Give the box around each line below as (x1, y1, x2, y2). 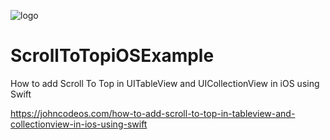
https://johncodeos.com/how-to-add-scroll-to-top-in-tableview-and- (10, 107, 296, 119)
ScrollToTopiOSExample (10, 45, 215, 67)
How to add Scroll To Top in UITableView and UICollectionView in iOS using (10, 77, 320, 89)
